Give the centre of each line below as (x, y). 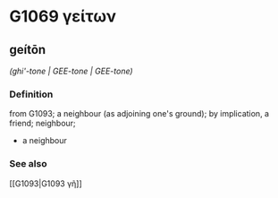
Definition (31, 94)
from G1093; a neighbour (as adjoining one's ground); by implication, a (139, 114)
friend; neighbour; (42, 124)
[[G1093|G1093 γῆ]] (46, 183)
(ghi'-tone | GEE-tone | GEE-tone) (71, 71)
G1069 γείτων (63, 17)
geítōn (28, 50)
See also (28, 164)
